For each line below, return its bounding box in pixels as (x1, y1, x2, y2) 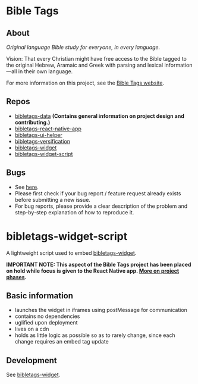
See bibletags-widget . (6, 371, 61, 379)
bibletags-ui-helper (14, 131, 62, 138)
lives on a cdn (14, 326, 49, 333)
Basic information (6, 291, 73, 301)
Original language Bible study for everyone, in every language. (6, 43, 161, 51)
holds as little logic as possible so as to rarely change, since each (14, 332, 175, 339)
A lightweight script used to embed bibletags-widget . (6, 249, 137, 257)
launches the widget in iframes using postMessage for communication (14, 307, 187, 314)
